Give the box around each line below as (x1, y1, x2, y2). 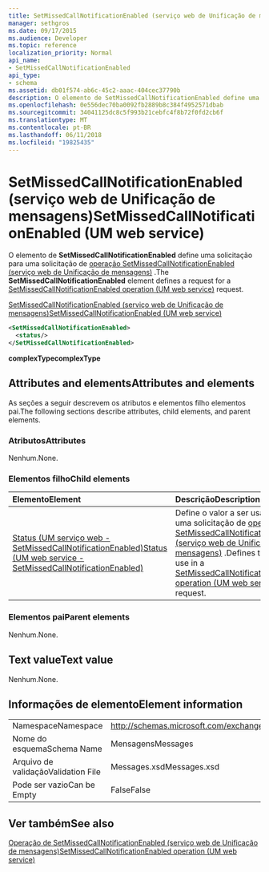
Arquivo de (12, 757, 54, 768)
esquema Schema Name (12, 743, 102, 754)
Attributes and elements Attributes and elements (8, 377, 255, 390)
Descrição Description (175, 494, 260, 505)
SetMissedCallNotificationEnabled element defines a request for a (8, 276, 231, 285)
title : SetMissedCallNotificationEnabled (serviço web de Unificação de (8, 11, 256, 20)
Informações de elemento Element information (8, 697, 243, 711)
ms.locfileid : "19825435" (8, 138, 94, 147)
